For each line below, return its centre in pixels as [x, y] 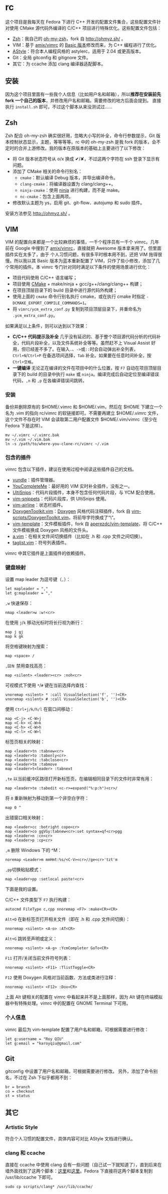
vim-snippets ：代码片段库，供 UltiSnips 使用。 [61, 499]
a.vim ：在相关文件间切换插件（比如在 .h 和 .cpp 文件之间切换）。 [79, 536]
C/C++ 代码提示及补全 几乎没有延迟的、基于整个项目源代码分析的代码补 [87, 337]
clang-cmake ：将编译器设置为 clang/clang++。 [68, 184]
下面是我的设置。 [23, 889]
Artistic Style [22, 1127]
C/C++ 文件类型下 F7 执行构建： [38, 900]
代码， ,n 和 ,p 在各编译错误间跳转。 [50, 381]
